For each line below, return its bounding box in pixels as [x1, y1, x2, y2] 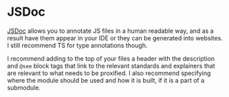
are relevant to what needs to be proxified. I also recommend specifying [7, 69, 211, 77]
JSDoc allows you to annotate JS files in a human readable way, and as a [7, 27, 215, 35]
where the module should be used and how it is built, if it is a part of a [7, 76, 205, 84]
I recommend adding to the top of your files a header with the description [7, 54, 215, 62]
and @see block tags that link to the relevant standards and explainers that [7, 61, 215, 70]
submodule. [7, 83, 41, 92]
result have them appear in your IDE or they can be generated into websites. [7, 33, 223, 42]
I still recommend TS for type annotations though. [7, 41, 148, 49]
